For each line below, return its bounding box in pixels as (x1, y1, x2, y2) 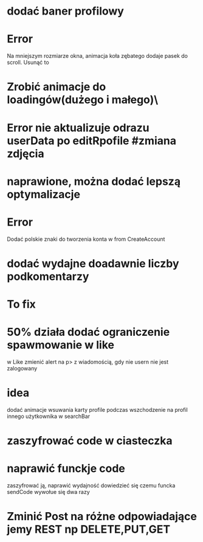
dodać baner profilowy (7, 4, 124, 18)
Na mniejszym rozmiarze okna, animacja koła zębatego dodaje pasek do (7, 52, 188, 60)
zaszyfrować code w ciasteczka (7, 434, 173, 448)
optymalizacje (7, 187, 81, 201)
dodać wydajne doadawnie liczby (7, 257, 179, 270)
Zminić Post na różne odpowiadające (7, 510, 197, 524)
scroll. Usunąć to (7, 59, 49, 66)
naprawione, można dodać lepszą (7, 175, 181, 188)
